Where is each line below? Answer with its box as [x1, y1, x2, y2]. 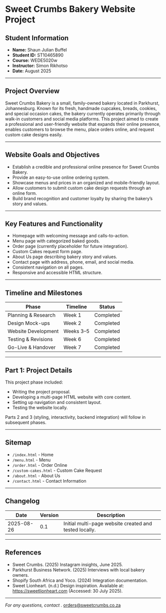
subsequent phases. [5, 420, 47, 426]
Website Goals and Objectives [5, 151, 100, 159]
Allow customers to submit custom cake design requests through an [12, 185, 151, 191]
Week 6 [63, 336, 82, 343]
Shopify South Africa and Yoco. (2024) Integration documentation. [12, 577, 148, 583]
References [5, 549, 41, 557]
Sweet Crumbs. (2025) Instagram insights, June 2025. [12, 561, 123, 567]
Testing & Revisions [7, 336, 53, 343]
